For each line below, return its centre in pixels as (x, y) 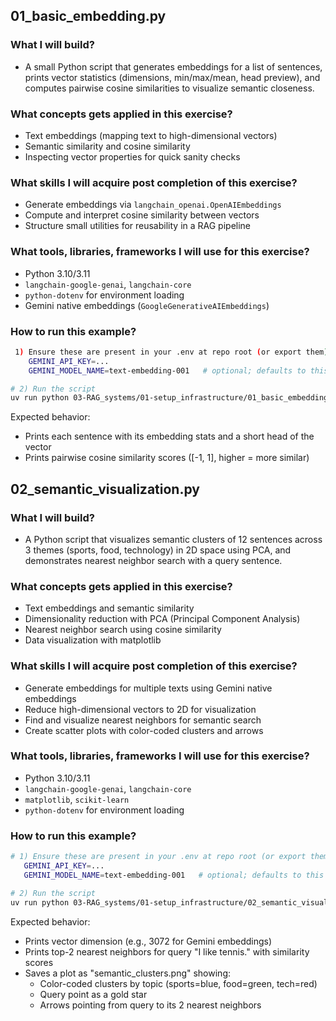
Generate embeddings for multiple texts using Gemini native (148, 688)
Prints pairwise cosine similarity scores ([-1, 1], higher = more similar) (167, 458)
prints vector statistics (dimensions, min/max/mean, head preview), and (172, 77)
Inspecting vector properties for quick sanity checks (132, 156)
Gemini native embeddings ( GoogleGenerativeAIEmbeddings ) (147, 305)
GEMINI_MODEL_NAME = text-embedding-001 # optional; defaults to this (174, 875)
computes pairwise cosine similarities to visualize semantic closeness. (169, 88)
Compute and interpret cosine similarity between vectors (142, 215)
